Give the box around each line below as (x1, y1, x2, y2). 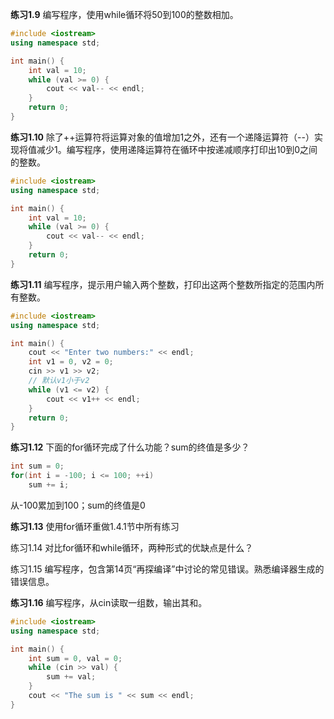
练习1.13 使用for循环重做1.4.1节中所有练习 (10, 520, 180, 532)
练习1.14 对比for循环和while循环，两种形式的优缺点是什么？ (10, 541, 254, 553)
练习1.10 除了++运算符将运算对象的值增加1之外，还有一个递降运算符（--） (10, 131, 315, 143)
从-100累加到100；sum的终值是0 (10, 499, 146, 511)
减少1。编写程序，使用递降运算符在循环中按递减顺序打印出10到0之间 (36, 143, 318, 155)
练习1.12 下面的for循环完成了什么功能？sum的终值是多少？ (10, 441, 250, 453)
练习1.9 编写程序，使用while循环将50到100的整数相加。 (10, 9, 239, 20)
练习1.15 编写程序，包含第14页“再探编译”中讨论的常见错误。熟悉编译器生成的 (10, 563, 325, 575)
